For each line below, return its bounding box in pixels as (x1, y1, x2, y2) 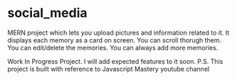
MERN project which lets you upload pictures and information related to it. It (7, 28, 230, 37)
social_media (7, 5, 88, 21)
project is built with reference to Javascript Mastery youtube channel (7, 64, 210, 73)
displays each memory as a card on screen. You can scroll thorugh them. (7, 35, 222, 44)
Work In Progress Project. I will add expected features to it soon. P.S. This (7, 57, 223, 65)
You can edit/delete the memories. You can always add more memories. (7, 43, 218, 52)
